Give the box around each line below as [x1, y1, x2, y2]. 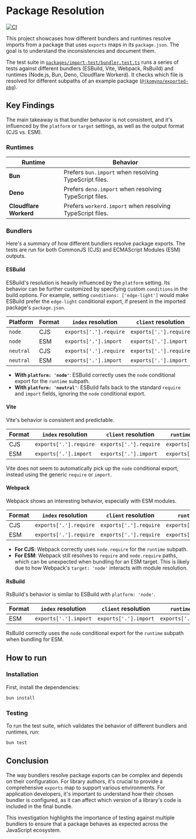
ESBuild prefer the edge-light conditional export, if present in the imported [6, 298, 185, 305]
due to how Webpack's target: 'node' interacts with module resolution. [14, 564, 188, 571]
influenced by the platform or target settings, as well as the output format [6, 122, 185, 129]
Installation [6, 670, 39, 678]
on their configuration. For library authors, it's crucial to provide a [6, 777, 163, 785]
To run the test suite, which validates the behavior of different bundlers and [6, 722, 187, 729]
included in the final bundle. [6, 803, 73, 810]
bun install [6, 695, 35, 701]
